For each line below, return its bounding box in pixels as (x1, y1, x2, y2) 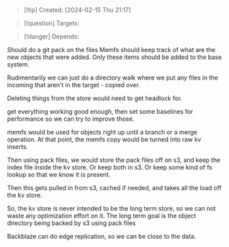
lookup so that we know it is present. (7, 171, 111, 178)
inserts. (7, 143, 29, 150)
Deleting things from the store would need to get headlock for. (7, 94, 183, 102)
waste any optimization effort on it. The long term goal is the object (7, 212, 196, 220)
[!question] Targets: (23, 19, 80, 27)
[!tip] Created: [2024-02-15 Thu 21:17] (23, 6, 131, 14)
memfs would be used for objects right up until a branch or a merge (7, 128, 198, 136)
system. (7, 60, 29, 68)
